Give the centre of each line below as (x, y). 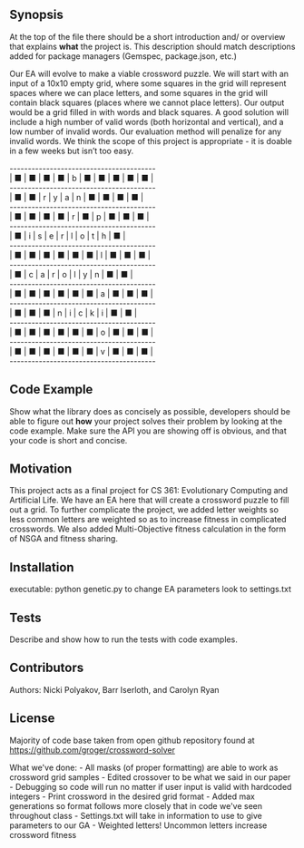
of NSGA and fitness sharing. (64, 539)
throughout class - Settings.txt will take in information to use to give (136, 815)
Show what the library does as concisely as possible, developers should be (150, 411)
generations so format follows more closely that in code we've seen (136, 805)
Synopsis (36, 15)
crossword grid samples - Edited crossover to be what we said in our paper (150, 777)
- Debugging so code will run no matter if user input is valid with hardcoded (151, 786)
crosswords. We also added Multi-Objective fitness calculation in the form (148, 529)
